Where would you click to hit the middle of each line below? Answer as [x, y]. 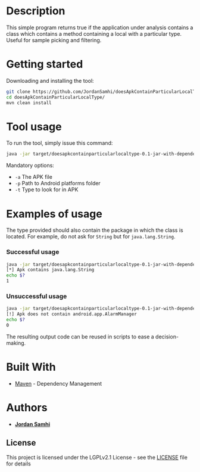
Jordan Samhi [32, 424]
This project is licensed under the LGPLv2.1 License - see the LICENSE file [97, 457]
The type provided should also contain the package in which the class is [95, 230]
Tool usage [34, 127]
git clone [18, 91]
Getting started [45, 64]
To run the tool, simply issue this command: [60, 143]
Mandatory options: [30, 166]
